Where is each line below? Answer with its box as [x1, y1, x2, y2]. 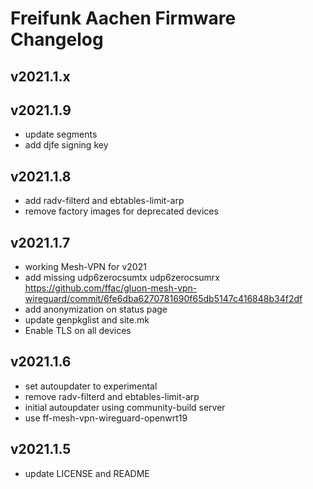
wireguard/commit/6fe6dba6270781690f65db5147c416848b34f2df [24, 293, 303, 305]
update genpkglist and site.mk [24, 314, 150, 326]
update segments [24, 128, 98, 141]
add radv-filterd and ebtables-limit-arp [24, 195, 185, 207]
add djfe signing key [24, 139, 109, 151]
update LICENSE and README [24, 467, 150, 479]
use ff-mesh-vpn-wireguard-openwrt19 [24, 412, 188, 424]
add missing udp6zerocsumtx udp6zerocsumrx [24, 272, 220, 284]
